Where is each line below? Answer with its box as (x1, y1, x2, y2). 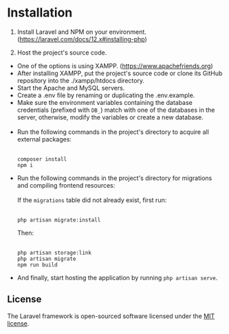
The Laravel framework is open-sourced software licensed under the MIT (7, 312, 215, 320)
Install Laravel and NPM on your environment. (17, 28, 146, 36)
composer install (17, 155, 67, 163)
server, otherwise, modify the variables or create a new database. (17, 112, 204, 121)
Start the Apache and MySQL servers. (17, 83, 125, 92)
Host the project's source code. (17, 48, 107, 57)
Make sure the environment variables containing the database (17, 98, 193, 106)
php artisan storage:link (17, 249, 91, 256)
